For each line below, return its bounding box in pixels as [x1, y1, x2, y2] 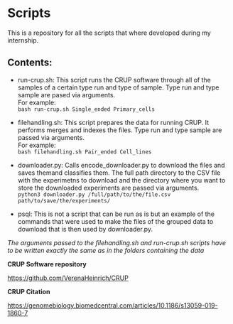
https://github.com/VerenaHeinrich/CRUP [7, 274, 129, 282]
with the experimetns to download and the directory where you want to [17, 175, 226, 184]
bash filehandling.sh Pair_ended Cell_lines [17, 148, 152, 156]
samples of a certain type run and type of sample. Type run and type [17, 83, 220, 92]
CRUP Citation [7, 287, 50, 296]
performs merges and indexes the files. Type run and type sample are [17, 126, 222, 134]
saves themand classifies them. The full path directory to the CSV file [17, 168, 221, 177]
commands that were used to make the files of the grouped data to [17, 217, 214, 225]
